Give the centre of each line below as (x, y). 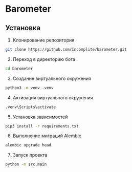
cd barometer (19, 69)
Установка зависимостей (40, 117)
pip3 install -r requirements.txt (42, 126)
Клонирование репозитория (43, 40)
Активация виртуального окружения (53, 97)
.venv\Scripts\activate (31, 107)
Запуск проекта (30, 155)
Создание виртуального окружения (52, 78)
